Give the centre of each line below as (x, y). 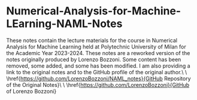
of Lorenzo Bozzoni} (31, 91)
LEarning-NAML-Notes (64, 24)
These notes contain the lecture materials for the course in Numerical (92, 40)
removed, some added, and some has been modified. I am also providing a (98, 66)
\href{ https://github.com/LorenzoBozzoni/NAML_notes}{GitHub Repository (99, 78)
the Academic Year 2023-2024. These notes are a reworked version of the (98, 53)
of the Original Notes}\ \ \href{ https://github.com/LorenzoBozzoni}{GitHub (98, 84)
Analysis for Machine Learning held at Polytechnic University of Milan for (96, 47)
